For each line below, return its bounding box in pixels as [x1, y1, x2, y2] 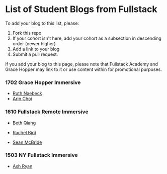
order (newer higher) [12, 40, 56, 46]
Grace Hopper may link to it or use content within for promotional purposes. [5, 66, 162, 72]
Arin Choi [12, 96, 32, 102]
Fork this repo [12, 30, 42, 36]
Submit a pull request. [12, 51, 58, 57]
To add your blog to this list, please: [5, 20, 79, 26]
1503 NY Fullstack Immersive [5, 152, 78, 159]
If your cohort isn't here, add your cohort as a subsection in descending [12, 35, 162, 41]
